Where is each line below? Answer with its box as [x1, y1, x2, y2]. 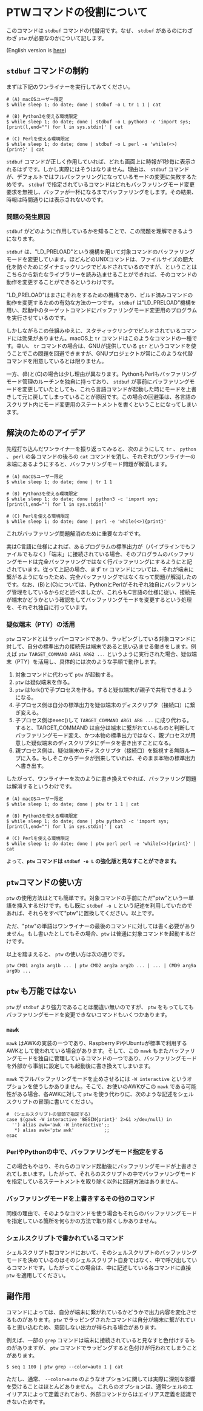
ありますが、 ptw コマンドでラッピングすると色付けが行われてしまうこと [16, 1344, 198, 1351]
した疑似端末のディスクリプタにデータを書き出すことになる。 [20, 739, 175, 747]
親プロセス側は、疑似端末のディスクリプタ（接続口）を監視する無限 [15, 747, 185, 754]
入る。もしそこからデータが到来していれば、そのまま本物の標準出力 [25, 754, 196, 762]
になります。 [6, 235, 38, 243]
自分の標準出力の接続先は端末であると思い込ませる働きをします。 [27, 643, 191, 650]
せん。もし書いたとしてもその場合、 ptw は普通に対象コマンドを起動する [11, 930, 191, 937]
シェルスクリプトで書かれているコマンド [6, 1233, 124, 1242]
